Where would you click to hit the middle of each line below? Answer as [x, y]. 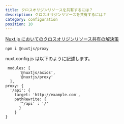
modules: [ [19, 68]
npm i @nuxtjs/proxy [27, 49]
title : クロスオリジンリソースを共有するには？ [49, 10]
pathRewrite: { [30, 99]
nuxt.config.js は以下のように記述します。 [49, 59]
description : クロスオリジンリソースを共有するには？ [56, 15]
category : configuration [32, 19]
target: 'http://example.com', [48, 95]
